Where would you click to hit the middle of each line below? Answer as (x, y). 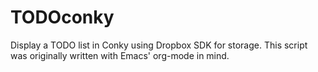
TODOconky (62, 17)
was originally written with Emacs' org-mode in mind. (120, 55)
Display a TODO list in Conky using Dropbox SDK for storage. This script (159, 45)
